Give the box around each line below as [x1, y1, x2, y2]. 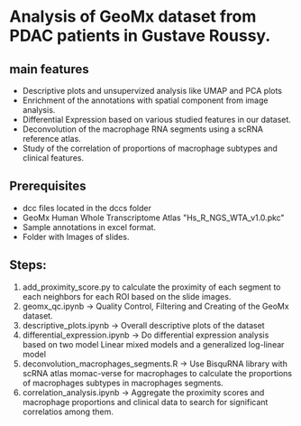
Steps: [9, 257, 47, 273]
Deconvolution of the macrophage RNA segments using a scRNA [22, 124, 264, 134]
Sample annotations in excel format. [22, 221, 156, 232]
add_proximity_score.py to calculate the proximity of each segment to [22, 282, 281, 292]
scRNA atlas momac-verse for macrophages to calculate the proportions [22, 367, 293, 378]
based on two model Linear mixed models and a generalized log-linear [22, 338, 285, 349]
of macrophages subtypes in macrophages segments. [22, 377, 223, 388]
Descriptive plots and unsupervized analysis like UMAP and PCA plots [22, 86, 282, 96]
